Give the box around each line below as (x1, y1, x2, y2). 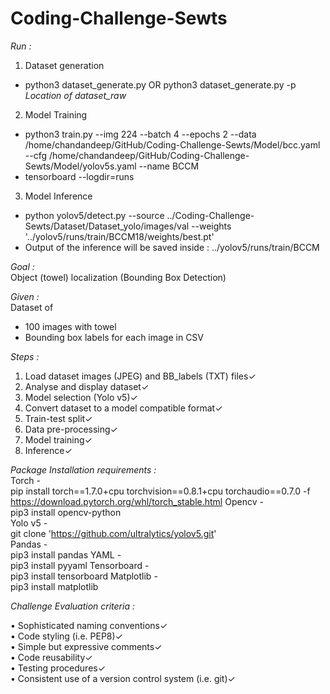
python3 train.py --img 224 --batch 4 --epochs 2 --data (24, 128, 257, 140)
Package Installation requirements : (10, 463, 157, 476)
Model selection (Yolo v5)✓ (24, 391, 138, 403)
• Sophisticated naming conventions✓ (10, 619, 168, 631)
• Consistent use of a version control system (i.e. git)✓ (10, 672, 236, 684)
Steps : (10, 350, 40, 362)
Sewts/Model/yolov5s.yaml (24, 160, 137, 172)
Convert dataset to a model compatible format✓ (24, 402, 223, 414)
